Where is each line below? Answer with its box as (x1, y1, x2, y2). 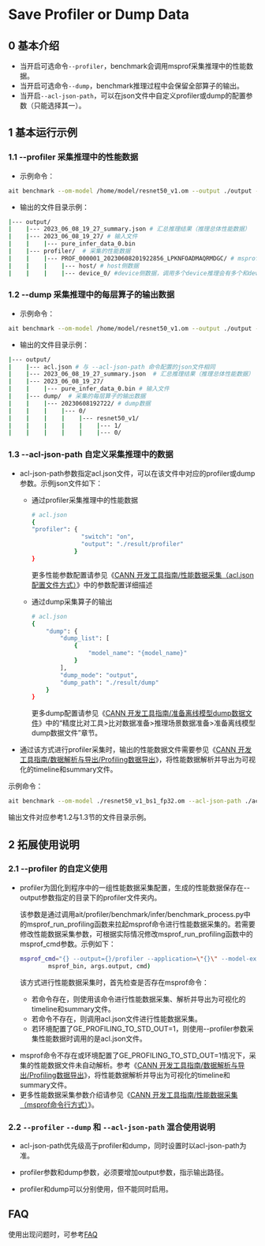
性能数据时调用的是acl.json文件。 (38, 1034, 147, 1043)
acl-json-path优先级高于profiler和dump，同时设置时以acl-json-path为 (19, 1140, 247, 1150)
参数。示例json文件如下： (19, 478, 103, 488)
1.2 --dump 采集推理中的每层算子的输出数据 (8, 290, 175, 301)
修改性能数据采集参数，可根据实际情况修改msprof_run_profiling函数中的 (19, 929, 254, 938)
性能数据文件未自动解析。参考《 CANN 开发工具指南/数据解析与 (33, 1060, 238, 1070)
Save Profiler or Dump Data (8, 6, 189, 24)
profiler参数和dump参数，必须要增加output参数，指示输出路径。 (19, 1167, 229, 1177)
